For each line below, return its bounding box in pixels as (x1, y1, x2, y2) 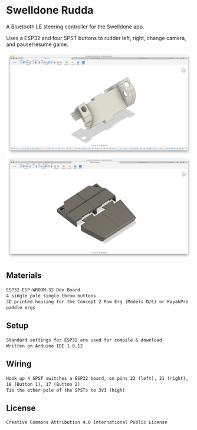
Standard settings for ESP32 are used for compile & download (6, 337, 162, 343)
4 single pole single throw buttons (6, 293, 96, 298)
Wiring (6, 359, 32, 369)
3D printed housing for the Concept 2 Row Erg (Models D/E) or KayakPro (6, 298, 189, 304)
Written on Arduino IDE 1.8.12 (6, 343, 83, 349)
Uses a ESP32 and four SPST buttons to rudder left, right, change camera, (6, 34, 187, 41)
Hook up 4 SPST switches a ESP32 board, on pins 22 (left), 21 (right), (6, 375, 189, 381)
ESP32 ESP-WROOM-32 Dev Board (6, 287, 81, 293)
